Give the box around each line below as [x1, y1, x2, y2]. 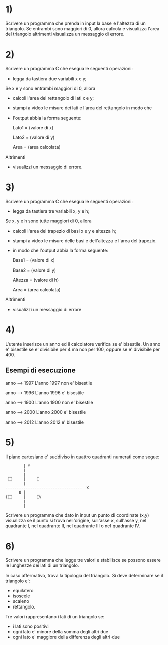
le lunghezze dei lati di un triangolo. [5, 562, 79, 568]
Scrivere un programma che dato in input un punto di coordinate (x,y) [5, 512, 149, 518]
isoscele [12, 593, 30, 599]
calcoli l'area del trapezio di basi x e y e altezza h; [12, 227, 117, 234]
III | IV [5, 494, 42, 500]
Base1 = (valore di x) [12, 257, 55, 263]
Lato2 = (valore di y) [12, 134, 55, 140]
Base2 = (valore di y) [12, 267, 57, 273]
